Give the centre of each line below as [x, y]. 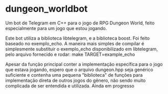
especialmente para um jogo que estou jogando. [56, 28]
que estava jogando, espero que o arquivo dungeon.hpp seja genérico [79, 70]
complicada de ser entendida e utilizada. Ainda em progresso [70, 86]
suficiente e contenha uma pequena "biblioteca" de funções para [74, 75]
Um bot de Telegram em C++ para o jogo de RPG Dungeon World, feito [80, 23]
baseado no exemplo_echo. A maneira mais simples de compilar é [75, 43]
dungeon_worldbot [46, 9]
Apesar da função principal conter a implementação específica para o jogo [84, 64]
